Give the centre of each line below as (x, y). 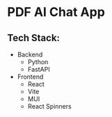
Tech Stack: (34, 38)
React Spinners (49, 106)
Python (38, 62)
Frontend (30, 77)
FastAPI (39, 69)
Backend (30, 54)
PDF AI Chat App (56, 12)
